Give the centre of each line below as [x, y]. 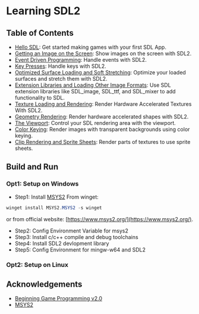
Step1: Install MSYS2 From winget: [57, 197]
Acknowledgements [44, 284]
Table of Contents [40, 33]
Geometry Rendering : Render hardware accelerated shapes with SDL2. [102, 117]
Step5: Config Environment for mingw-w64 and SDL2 [80, 249]
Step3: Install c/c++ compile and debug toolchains [76, 237]
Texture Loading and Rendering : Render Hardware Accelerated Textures [103, 104]
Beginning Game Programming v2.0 [59, 299]
